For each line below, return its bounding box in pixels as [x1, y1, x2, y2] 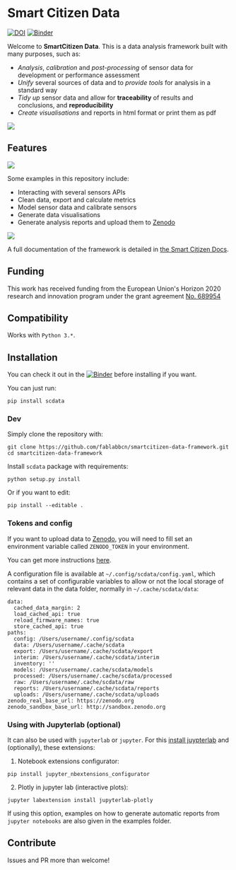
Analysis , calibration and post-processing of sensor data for [17, 63, 194, 71]
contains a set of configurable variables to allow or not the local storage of [7, 576, 225, 585]
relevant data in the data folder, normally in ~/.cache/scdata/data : [7, 584, 199, 593]
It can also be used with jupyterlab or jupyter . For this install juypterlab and [7, 736, 230, 744]
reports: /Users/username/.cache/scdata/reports [13, 685, 160, 692]
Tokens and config [7, 518, 73, 528]
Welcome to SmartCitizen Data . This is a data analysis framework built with [7, 42, 228, 50]
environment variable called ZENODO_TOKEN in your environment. [7, 542, 189, 550]
